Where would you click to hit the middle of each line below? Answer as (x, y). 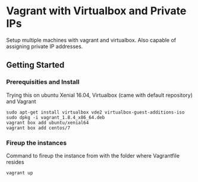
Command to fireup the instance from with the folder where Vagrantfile (93, 155)
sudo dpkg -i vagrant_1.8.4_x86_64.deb (56, 117)
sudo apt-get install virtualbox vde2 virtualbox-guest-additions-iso (95, 112)
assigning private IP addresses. (45, 46)
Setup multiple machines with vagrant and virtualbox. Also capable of (91, 40)
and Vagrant (21, 101)
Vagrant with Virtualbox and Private (96, 11)
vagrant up (20, 173)
